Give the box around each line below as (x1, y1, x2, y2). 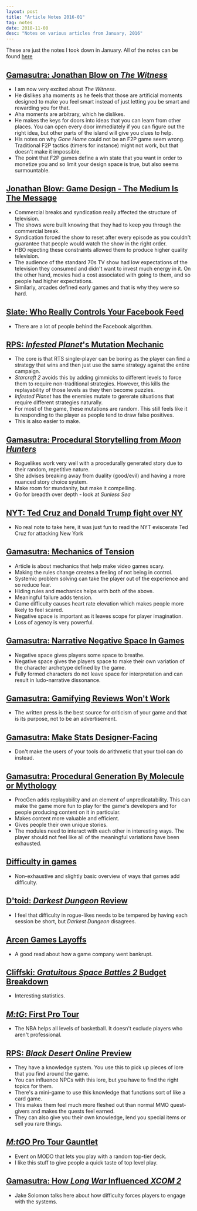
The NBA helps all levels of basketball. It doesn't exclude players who (14, 1025, 183, 1032)
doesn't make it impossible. (14, 148, 81, 155)
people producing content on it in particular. (14, 809, 121, 816)
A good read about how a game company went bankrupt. (14, 950, 153, 957)
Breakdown (6, 976, 49, 986)
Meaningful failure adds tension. (14, 594, 93, 601)
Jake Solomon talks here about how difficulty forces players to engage (14, 1192, 186, 1199)
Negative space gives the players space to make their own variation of (14, 657, 185, 665)
